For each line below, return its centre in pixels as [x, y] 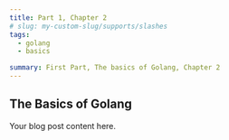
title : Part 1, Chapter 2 [58, 18]
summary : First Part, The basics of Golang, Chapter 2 [115, 68]
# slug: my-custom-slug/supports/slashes [89, 26]
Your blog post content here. [62, 126]
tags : [19, 34]
